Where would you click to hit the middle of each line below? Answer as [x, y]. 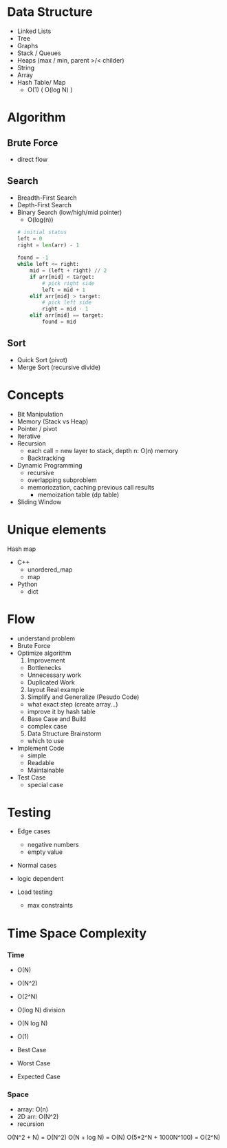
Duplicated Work [51, 682]
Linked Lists [34, 31]
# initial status [42, 232]
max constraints [50, 906]
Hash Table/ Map [41, 82]
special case [45, 784]
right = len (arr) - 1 [48, 245]
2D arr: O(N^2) [38, 1117]
